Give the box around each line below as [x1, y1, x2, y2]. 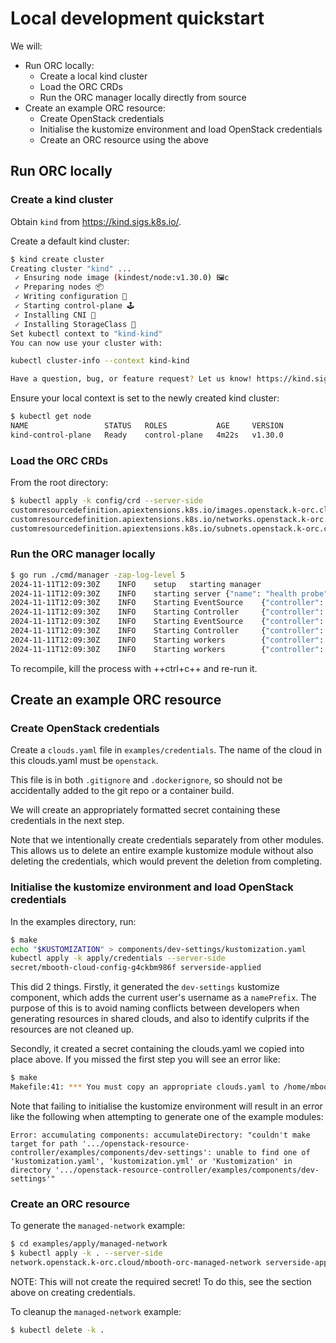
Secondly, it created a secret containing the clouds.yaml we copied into [10, 1043, 305, 1055]
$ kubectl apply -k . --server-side [10, 1248, 163, 1259]
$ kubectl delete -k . [10, 1325, 105, 1335]
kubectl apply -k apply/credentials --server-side [10, 953, 226, 964]
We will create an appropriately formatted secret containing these [10, 804, 281, 816]
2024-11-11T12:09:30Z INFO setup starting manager [10, 579, 262, 589]
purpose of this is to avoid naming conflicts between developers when [10, 1002, 300, 1014]
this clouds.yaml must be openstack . [10, 755, 159, 767]
